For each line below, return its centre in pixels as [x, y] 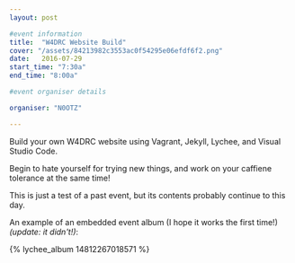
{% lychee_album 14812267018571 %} [80, 249]
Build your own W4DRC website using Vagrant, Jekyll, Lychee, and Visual [145, 141]
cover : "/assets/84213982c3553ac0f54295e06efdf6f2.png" [116, 50]
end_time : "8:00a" [44, 76]
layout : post [34, 18]
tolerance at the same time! [60, 178]
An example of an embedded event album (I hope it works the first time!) [144, 222]
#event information [46, 34]
